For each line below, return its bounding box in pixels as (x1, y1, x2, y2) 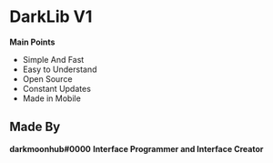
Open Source (22, 73, 73, 84)
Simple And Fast (22, 54, 85, 65)
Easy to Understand (22, 64, 97, 75)
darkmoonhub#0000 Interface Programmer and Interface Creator (9, 143, 264, 154)
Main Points (9, 36, 56, 47)
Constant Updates (22, 83, 91, 94)
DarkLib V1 (9, 6, 93, 27)
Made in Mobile (22, 93, 82, 104)
